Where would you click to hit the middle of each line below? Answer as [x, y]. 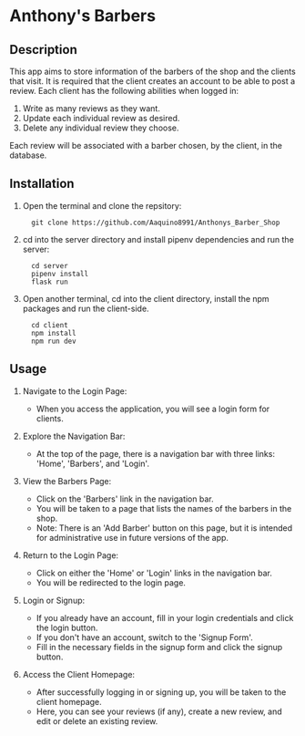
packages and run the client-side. [86, 308]
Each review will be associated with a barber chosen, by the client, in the [146, 145]
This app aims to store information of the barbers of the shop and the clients [152, 71]
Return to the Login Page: [71, 555]
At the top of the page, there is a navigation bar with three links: [156, 453]
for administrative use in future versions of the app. [132, 537]
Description [43, 50]
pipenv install [60, 274]
